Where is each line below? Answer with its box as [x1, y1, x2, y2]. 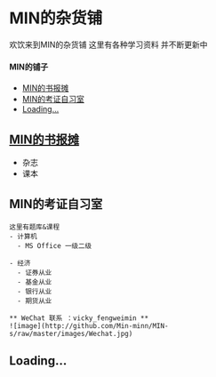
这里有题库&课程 [9, 222, 60, 231]
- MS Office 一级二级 [17, 241, 92, 250]
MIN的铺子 [9, 61, 49, 72]
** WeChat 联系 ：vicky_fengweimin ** [9, 313, 149, 323]
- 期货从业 [17, 296, 52, 305]
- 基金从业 [17, 277, 52, 286]
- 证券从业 [17, 268, 52, 277]
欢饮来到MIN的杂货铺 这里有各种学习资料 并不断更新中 [9, 39, 208, 50]
